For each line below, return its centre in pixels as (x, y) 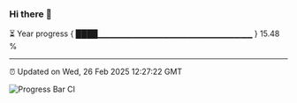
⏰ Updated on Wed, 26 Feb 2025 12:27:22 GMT (96, 72)
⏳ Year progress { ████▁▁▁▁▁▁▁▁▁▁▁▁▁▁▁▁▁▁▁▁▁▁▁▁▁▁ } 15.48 (145, 33)
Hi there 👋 (31, 14)
